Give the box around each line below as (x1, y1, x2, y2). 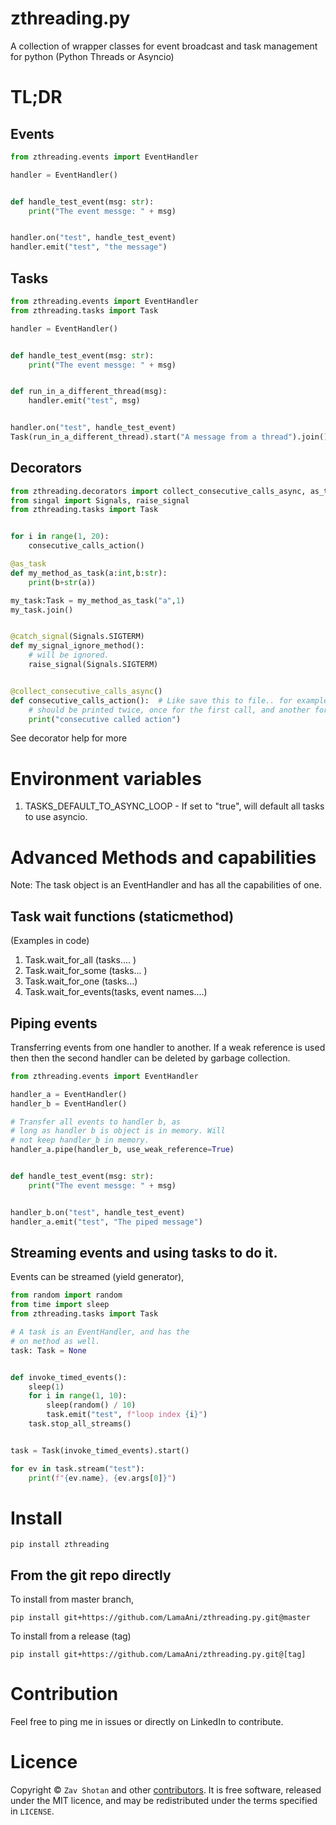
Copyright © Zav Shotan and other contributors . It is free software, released (10, 1784, 322, 1796)
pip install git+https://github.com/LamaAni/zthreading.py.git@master (10, 1613, 311, 1623)
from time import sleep (10, 1300, 110, 1310)
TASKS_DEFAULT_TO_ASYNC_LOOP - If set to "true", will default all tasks (24, 800, 325, 812)
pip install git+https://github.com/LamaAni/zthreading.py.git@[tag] (10, 1650, 307, 1660)
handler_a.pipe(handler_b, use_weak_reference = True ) (10, 1145, 235, 1155)
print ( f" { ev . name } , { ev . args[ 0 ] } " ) (28, 1473, 177, 1483)
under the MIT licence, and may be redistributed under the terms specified (10, 1795, 318, 1807)
